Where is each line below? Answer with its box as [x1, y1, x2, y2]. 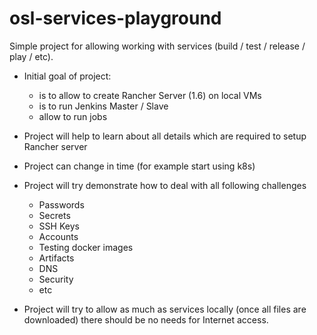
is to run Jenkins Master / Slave [38, 100, 169, 112]
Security [38, 273, 74, 285]
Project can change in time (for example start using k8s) [23, 160, 256, 172]
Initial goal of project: [23, 70, 112, 82]
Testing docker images [38, 241, 134, 253]
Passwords [38, 198, 85, 211]
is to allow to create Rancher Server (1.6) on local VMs [38, 89, 262, 101]
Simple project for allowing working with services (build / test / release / [9, 40, 306, 52]
